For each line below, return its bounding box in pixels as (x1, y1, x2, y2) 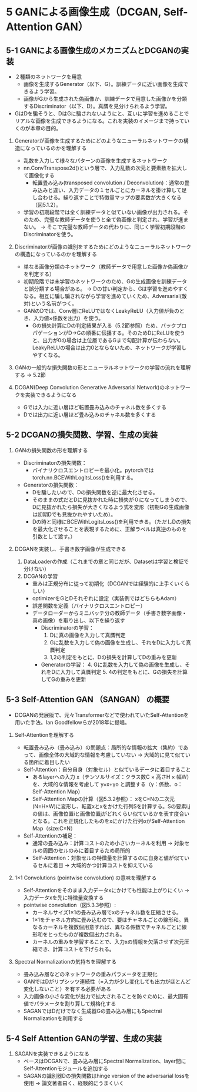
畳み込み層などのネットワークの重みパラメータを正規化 (23, 970, 158, 978)
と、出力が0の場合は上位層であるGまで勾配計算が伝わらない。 (32, 337, 183, 343)
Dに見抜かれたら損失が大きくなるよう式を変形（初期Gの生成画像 (32, 503, 189, 510)
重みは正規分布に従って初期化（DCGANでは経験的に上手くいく (32, 580, 185, 587)
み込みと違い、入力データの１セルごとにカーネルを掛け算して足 (32, 187, 187, 193)
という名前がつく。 (30, 300, 78, 307)
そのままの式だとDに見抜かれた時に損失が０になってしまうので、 (32, 496, 191, 503)
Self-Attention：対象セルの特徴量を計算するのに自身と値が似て (32, 854, 185, 861)
